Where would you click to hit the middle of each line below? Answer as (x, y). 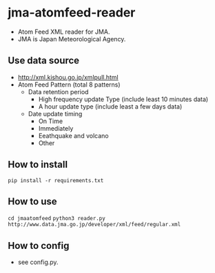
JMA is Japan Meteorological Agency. (72, 39)
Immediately (56, 128)
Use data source (44, 61)
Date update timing (55, 113)
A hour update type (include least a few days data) (110, 106)
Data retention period (58, 91)
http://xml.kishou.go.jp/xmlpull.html (68, 77)
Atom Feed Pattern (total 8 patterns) (69, 85)
